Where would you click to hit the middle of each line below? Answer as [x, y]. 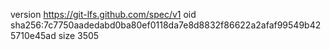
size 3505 [79, 35]
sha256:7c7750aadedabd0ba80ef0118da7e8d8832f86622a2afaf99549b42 [166, 25]
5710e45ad [33, 35]
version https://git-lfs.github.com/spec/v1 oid [103, 14]
